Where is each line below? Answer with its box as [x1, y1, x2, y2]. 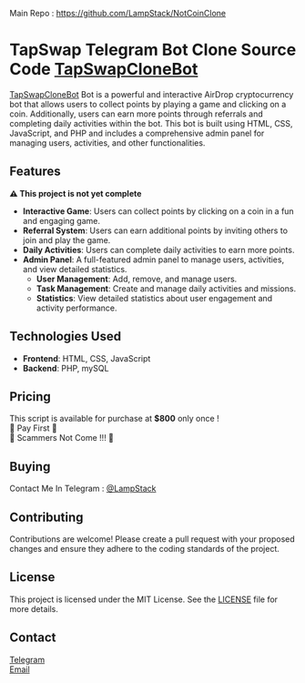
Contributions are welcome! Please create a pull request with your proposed [9, 534, 296, 545]
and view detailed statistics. [22, 263, 127, 274]
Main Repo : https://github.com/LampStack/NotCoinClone [9, 8, 226, 18]
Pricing [9, 389, 52, 404]
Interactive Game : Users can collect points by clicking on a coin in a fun [22, 205, 294, 217]
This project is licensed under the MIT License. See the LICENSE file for [9, 594, 279, 605]
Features [9, 164, 61, 179]
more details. [9, 603, 59, 614]
